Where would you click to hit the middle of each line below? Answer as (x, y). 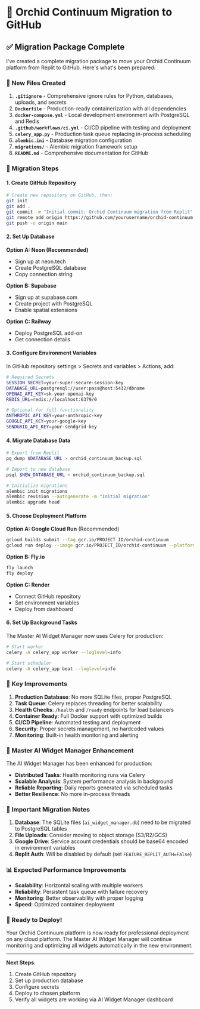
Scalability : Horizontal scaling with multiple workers (79, 885)
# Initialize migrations (37, 486)
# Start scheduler (29, 663)
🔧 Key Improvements (37, 684)
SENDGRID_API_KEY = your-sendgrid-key (51, 427)
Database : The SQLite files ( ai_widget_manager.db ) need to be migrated (103, 822)
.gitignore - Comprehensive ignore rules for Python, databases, (94, 96)
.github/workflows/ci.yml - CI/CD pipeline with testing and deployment (103, 128)
